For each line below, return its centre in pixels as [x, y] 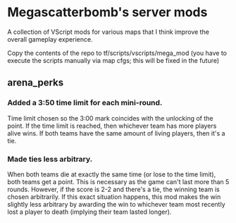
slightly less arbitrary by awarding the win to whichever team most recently [116, 204]
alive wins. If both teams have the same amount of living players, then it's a [116, 133]
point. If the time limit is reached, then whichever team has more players [112, 126]
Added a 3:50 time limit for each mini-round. [85, 103]
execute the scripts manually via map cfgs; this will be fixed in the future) [113, 60]
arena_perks [36, 83]
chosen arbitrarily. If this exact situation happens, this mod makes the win [114, 197]
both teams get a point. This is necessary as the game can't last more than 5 [118, 181]
